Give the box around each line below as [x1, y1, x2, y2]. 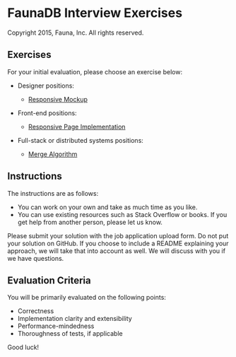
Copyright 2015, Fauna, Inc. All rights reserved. [7, 28, 144, 37]
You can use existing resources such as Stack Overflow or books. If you [17, 210, 228, 218]
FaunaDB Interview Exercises [7, 5, 182, 21]
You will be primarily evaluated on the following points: [7, 293, 166, 302]
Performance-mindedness [17, 322, 95, 330]
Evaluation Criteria [7, 274, 91, 286]
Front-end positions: [17, 108, 77, 117]
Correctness [17, 307, 54, 315]
